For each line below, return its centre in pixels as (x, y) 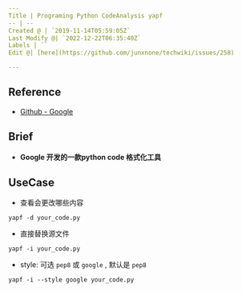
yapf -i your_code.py (44, 249)
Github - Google (46, 111)
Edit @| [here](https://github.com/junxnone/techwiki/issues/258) (121, 53)
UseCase (31, 183)
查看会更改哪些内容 (52, 203)
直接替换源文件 (44, 234)
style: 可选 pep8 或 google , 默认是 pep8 (83, 265)
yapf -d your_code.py (44, 218)
